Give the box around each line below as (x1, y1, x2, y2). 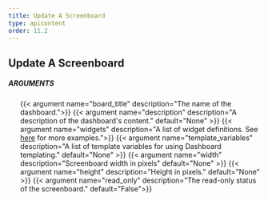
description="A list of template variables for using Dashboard (19, 141, 222, 151)
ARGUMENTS (8, 78, 54, 88)
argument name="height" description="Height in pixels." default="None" (19, 167, 260, 176)
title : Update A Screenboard (8, 11, 106, 20)
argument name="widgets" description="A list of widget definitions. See (19, 124, 258, 134)
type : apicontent (8, 19, 66, 27)
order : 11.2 (8, 26, 48, 34)
